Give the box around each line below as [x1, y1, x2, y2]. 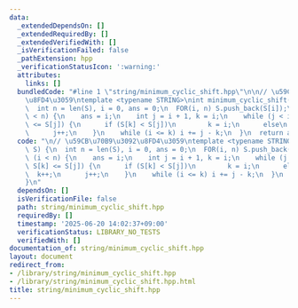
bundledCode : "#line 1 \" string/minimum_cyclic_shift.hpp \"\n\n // [17, 87, 268, 96]
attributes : [17, 71, 62, 80]
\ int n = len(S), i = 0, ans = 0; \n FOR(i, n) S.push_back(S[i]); [25, 104, 288, 113]
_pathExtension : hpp [17, 54, 93, 63]
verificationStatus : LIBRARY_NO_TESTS [17, 227, 161, 236]
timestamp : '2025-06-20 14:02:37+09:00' [17, 219, 169, 228]
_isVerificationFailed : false [17, 46, 129, 55]
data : [9, 12, 29, 22]
